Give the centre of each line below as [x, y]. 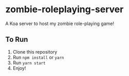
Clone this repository [35, 52]
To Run [17, 40]
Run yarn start [29, 63]
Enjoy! [19, 68]
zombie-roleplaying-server [64, 9]
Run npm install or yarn [38, 57]
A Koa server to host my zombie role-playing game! [60, 23]
